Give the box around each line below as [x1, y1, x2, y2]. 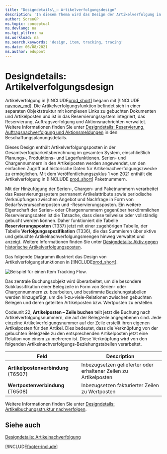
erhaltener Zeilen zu [81, 368, 128, 375]
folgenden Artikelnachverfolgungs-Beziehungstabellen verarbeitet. [5, 341, 142, 347]
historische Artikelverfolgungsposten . [5, 244, 82, 250]
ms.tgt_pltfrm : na [5, 30, 43, 35]
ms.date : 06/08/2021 [5, 44, 48, 49]
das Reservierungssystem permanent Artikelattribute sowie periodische [5, 191, 152, 197]
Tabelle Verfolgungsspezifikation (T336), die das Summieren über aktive [5, 228, 157, 234]
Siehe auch [5, 421, 41, 429]
